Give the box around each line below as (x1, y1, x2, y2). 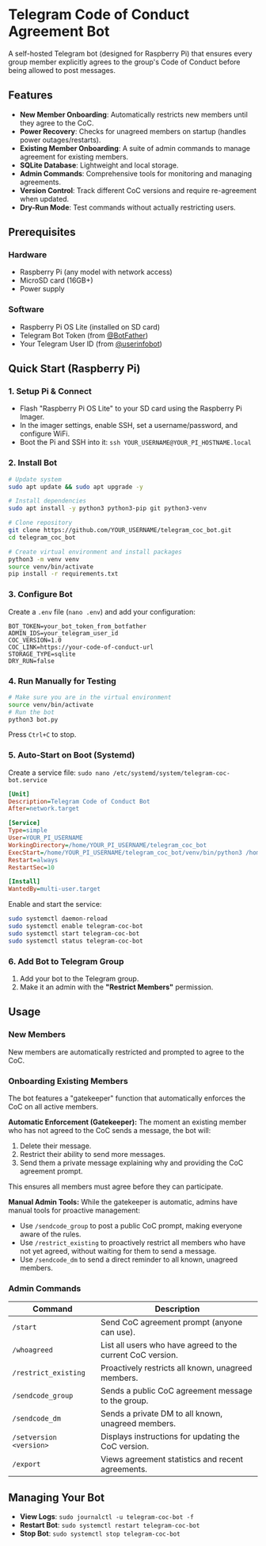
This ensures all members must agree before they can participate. (8, 1182, 223, 1192)
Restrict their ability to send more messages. (19, 1150, 166, 1159)
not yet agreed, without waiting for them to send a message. (19, 1247, 217, 1256)
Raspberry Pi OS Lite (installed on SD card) (19, 322, 161, 331)
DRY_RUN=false (8, 657, 55, 665)
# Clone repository (8, 519, 73, 527)
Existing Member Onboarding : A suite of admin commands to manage (19, 143, 251, 152)
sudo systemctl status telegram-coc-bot (8, 937, 144, 945)
